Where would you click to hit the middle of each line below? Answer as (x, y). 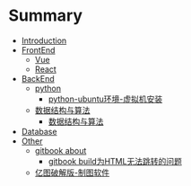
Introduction (44, 40)
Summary (45, 16)
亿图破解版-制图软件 (72, 173)
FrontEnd (38, 49)
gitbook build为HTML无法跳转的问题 (115, 161)
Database (39, 131)
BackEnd (38, 78)
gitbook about (61, 150)
